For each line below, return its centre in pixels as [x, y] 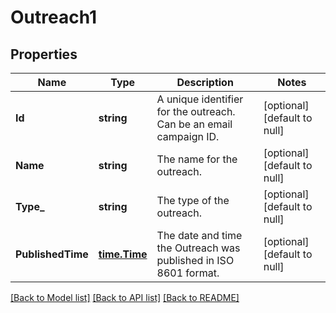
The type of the [193, 200]
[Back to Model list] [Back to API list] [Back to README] [125, 297]
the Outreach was [198, 248]
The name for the [197, 159]
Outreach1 [54, 17]
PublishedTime [52, 254]
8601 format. [188, 273]
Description [205, 82]
